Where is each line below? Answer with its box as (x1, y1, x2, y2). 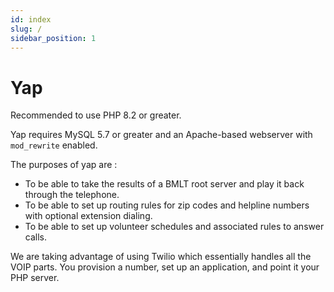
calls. (24, 231, 47, 243)
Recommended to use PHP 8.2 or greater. (10, 109, 182, 121)
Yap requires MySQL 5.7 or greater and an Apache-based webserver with (10, 129, 313, 141)
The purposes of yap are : (10, 159, 118, 171)
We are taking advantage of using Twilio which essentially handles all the (10, 251, 312, 263)
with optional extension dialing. (24, 210, 153, 222)
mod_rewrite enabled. (10, 139, 98, 151)
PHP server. (10, 272, 60, 284)
